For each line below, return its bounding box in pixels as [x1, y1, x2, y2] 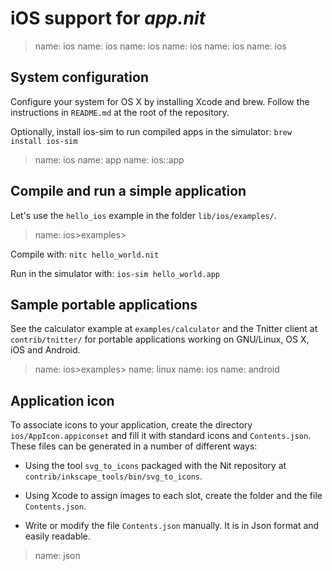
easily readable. [24, 530, 91, 542]
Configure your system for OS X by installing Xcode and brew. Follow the [10, 95, 310, 107]
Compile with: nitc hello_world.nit [10, 248, 160, 260]
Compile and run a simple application [10, 183, 247, 200]
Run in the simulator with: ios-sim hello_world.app [10, 267, 221, 279]
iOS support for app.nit [10, 7, 206, 30]
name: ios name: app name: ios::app [34, 153, 185, 166]
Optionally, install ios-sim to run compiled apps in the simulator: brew [10, 125, 293, 137]
